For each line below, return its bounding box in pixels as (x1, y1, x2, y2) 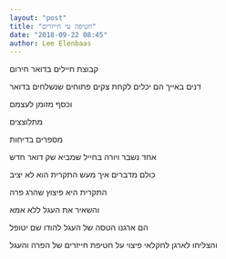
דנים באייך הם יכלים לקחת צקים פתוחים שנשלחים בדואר (9, 81, 202, 92)
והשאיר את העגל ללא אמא (9, 204, 100, 215)
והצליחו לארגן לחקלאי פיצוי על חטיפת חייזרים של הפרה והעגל (9, 240, 218, 251)
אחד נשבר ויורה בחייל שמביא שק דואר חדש (9, 152, 157, 163)
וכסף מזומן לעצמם (9, 99, 73, 110)
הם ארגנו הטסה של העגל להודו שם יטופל (9, 222, 149, 233)
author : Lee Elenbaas (9, 38, 92, 48)
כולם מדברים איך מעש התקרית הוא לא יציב (9, 169, 156, 180)
